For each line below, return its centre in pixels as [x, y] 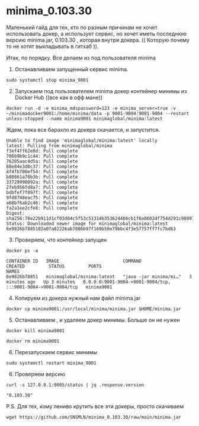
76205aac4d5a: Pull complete [42, 161]
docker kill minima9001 [36, 330]
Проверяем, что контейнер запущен [61, 240]
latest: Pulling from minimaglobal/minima [59, 146]
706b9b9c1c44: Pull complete [42, 156]
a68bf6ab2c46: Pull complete [42, 203]
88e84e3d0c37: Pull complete [42, 166]
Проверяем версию [40, 374]
